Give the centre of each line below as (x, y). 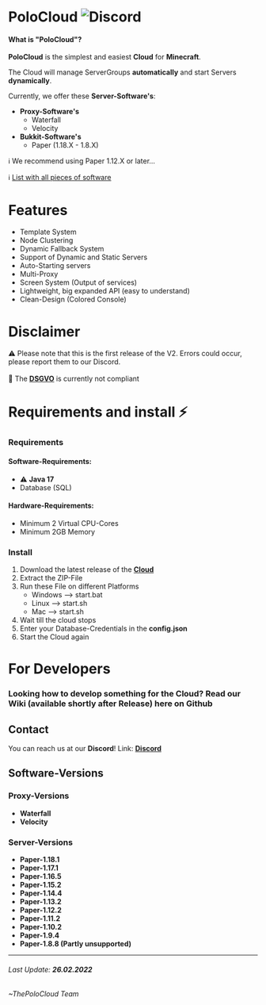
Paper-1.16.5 (40, 876)
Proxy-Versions (39, 796)
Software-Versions (56, 773)
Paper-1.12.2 (40, 910)
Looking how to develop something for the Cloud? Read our (125, 694)
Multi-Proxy (39, 274)
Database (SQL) (46, 487)
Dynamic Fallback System (62, 249)
